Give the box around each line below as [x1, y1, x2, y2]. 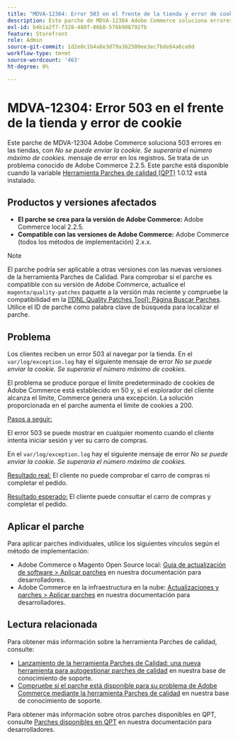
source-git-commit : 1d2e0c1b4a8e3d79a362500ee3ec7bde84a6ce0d [7, 43, 195, 50]
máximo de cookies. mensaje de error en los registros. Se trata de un [7, 153, 209, 162]
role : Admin [7, 37, 42, 44]
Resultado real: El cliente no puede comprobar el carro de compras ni [7, 471, 210, 480]
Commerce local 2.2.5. [17, 222, 84, 231]
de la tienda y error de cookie [7, 115, 182, 131]
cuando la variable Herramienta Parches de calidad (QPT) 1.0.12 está [7, 168, 208, 177]
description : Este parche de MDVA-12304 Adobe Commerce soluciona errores [7, 17, 233, 24]
